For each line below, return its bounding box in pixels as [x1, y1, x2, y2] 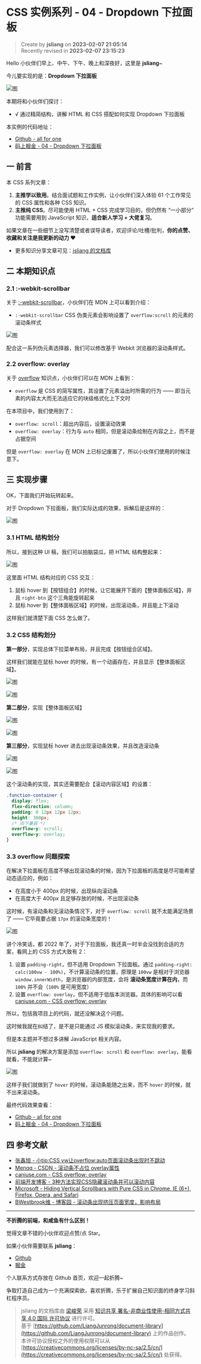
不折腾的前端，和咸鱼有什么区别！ [6, 1217, 90, 1224]
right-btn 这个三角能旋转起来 [22, 594, 95, 601]
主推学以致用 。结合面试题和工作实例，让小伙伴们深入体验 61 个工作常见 [14, 191, 191, 199]
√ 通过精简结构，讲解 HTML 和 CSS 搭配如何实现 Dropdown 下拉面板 [14, 110, 185, 118]
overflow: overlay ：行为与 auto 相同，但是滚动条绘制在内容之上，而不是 [14, 427, 196, 435]
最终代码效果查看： [6, 1101, 54, 1108]
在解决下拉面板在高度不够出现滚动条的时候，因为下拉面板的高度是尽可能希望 [6, 867, 195, 875]
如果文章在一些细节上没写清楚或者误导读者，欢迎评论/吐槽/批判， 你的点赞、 [6, 226, 194, 234]
